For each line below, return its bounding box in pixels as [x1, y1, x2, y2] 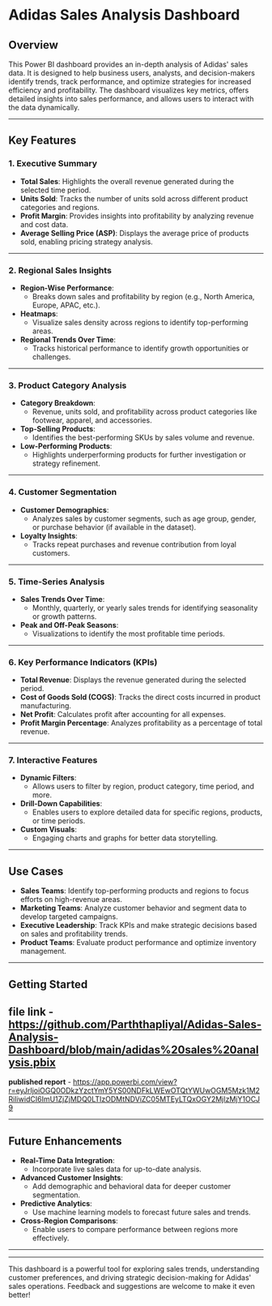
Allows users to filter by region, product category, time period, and [32, 781, 255, 792]
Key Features [8, 134, 77, 148]
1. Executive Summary [8, 158, 98, 170]
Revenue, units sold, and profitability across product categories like [32, 407, 257, 417]
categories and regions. [19, 202, 100, 212]
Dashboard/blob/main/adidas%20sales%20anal [8, 1043, 259, 1057]
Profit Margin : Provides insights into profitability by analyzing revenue [19, 211, 254, 221]
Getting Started [8, 977, 88, 991]
